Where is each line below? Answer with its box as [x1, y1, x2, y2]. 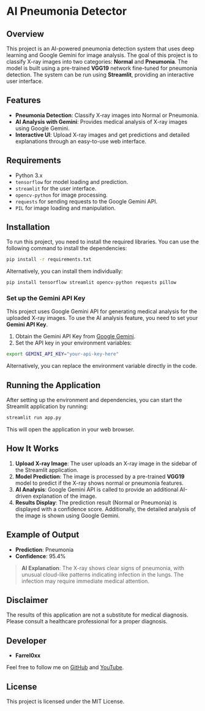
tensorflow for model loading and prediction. [15, 178, 129, 185]
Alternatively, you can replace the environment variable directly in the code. [6, 362, 197, 370]
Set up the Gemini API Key [6, 294, 86, 303]
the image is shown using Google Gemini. [15, 512, 121, 519]
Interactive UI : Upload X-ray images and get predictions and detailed [15, 131, 190, 139]
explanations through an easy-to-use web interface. [15, 137, 147, 145]
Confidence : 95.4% [15, 552, 66, 560]
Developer [6, 636, 47, 646]
